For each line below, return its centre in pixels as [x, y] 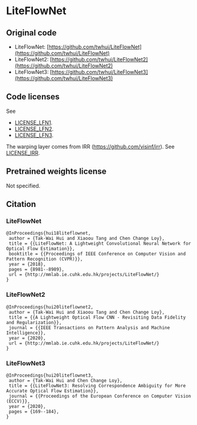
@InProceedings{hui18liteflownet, [49, 233]
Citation [21, 204]
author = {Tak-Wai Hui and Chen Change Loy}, [65, 380]
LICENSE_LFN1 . [34, 122]
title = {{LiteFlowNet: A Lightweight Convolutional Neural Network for [100, 244]
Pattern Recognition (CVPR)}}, [45, 259]
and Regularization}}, [34, 322]
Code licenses [33, 97]
